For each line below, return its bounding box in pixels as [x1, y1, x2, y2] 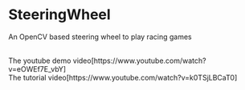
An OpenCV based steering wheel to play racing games [8, 32, 192, 41]
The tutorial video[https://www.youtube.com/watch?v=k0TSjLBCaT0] [8, 72, 238, 82]
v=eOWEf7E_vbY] [8, 64, 67, 73]
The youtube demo [8, 56, 71, 65]
